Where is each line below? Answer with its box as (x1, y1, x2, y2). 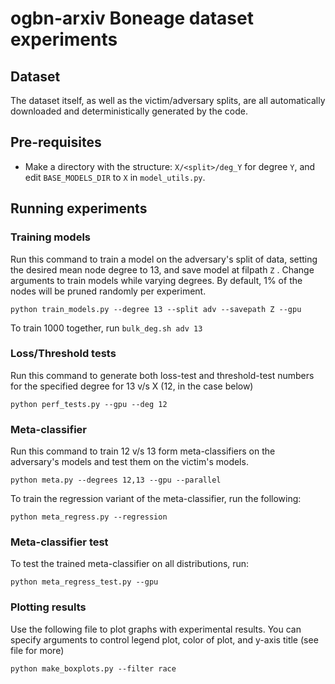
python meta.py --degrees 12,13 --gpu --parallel (10, 475, 222, 486)
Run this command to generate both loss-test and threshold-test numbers (10, 369, 315, 381)
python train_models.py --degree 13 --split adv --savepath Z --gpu (10, 304, 302, 314)
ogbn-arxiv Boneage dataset (10, 7, 254, 30)
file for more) (10, 644, 65, 656)
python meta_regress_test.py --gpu (10, 577, 159, 587)
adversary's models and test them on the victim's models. (10, 456, 249, 468)
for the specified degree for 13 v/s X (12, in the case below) (10, 380, 254, 392)
